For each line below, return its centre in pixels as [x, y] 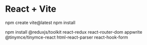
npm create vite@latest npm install [40, 22]
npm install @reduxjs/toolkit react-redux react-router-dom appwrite [74, 32]
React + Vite [31, 9]
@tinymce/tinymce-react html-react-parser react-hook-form [67, 37]
